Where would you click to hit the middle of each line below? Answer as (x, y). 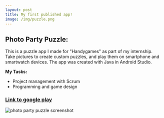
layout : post (19, 10)
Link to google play (29, 99)
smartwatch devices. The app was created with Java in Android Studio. (78, 62)
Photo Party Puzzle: (37, 39)
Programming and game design (45, 87)
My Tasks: (16, 72)
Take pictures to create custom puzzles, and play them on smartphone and (82, 57)
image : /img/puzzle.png (30, 19)
